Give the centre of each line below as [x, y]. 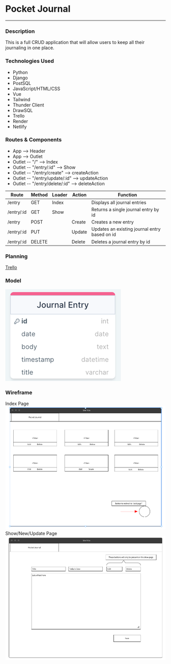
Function [127, 195]
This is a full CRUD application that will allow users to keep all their [75, 42]
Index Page [17, 403]
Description [20, 31]
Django [20, 78]
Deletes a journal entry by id [121, 241]
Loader [60, 195]
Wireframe [19, 392]
